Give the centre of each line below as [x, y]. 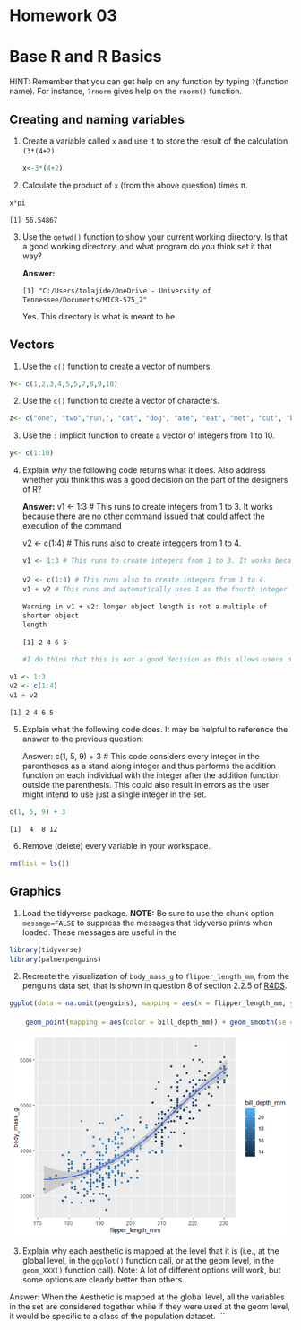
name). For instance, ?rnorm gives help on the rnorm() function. [126, 92]
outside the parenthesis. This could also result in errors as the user [146, 785]
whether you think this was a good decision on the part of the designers [155, 480]
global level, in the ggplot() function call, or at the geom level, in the [148, 1261]
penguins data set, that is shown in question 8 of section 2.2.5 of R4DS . [155, 986]
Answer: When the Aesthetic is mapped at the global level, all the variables [147, 1297]
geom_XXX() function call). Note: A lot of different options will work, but [151, 1270]
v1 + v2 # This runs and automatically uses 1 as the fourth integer [155, 589]
